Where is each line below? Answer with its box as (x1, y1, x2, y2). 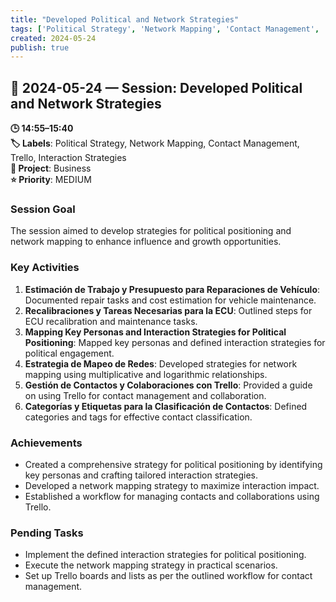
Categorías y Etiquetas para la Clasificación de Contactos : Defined (24, 400, 308, 412)
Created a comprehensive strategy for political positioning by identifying (24, 458, 323, 470)
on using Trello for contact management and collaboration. (24, 389, 267, 401)
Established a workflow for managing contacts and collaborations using (24, 490, 320, 502)
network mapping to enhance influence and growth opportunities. (10, 236, 282, 248)
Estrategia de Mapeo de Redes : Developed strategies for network (24, 357, 298, 370)
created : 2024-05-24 (10, 33, 97, 43)
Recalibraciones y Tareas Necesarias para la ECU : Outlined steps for (24, 304, 313, 316)
